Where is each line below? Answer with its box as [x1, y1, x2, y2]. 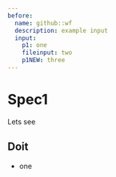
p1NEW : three [22, 57, 66, 65]
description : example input [14, 26, 109, 34]
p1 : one [22, 41, 47, 49]
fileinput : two [22, 49, 73, 57]
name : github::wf [14, 19, 73, 27]
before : [7, 11, 34, 20]
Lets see [7, 116, 36, 126]
